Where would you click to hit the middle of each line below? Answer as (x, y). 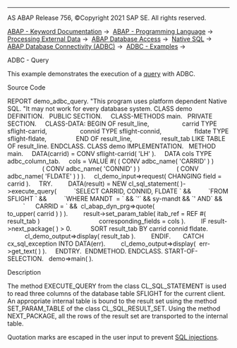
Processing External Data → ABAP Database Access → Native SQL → (110, 39)
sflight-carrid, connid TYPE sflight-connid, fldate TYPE (118, 131)
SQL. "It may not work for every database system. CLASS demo (100, 109)
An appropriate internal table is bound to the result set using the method (112, 301)
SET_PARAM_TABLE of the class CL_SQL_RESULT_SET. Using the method (114, 308)
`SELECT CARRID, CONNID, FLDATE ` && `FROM (151, 191)
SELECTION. (26, 259)
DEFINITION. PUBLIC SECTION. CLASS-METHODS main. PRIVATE (110, 116)
